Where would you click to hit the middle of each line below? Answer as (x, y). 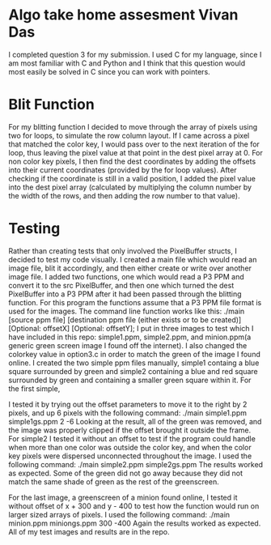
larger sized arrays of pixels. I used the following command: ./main (119, 514)
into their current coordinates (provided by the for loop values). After (123, 170)
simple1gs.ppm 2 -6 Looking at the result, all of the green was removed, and (135, 421)
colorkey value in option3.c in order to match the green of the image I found (134, 354)
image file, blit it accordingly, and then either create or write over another (130, 268)
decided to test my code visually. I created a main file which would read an (133, 259)
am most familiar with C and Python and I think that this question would (127, 63)
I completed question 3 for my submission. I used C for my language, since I (135, 54)
